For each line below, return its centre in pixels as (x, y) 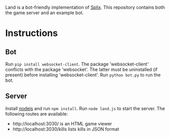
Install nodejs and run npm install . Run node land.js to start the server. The (85, 108)
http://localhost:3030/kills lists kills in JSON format (66, 129)
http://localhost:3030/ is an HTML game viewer (62, 123)
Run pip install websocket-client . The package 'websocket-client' (77, 64)
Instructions (32, 33)
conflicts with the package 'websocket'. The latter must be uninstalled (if (81, 70)
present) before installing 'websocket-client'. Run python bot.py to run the (83, 75)
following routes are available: (37, 114)
